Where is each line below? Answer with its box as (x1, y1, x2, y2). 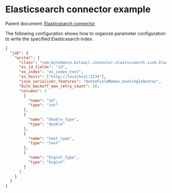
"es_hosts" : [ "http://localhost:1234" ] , (18, 74, 106, 80)
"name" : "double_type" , (28, 117, 79, 122)
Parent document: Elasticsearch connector (5, 20, 96, 27)
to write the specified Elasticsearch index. (5, 36, 94, 42)
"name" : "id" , (28, 98, 58, 103)
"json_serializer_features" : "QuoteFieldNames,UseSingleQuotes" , (18, 79, 161, 84)
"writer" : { (14, 55, 40, 60)
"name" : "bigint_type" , (28, 155, 79, 160)
